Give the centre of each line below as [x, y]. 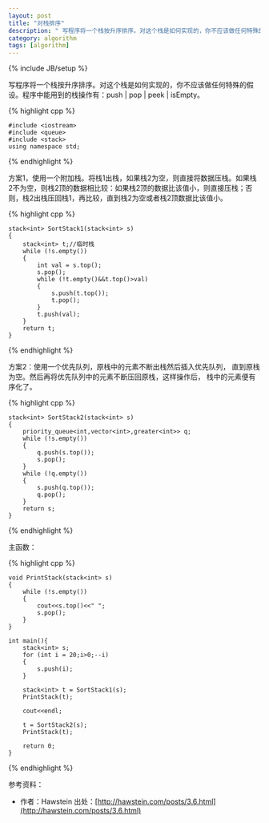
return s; [39, 509]
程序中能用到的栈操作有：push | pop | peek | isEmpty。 [113, 95]
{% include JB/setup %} [48, 68]
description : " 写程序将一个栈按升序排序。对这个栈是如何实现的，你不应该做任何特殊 [133, 30]
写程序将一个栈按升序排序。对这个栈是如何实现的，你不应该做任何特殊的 [127, 85]
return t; [39, 329]
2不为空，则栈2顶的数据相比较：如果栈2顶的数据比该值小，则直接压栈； [127, 188]
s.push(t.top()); [80, 293]
